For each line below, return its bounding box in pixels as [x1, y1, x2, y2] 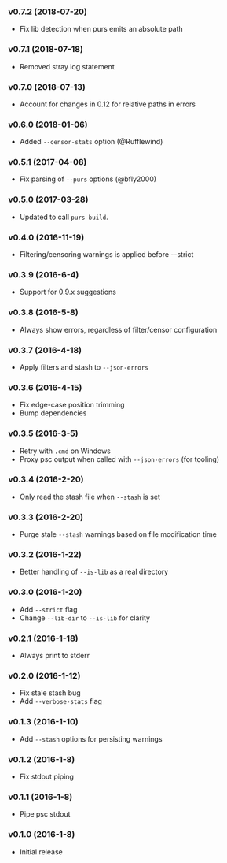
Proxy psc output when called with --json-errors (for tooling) [19, 454, 220, 463]
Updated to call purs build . [19, 212, 108, 221]
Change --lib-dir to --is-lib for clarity [19, 613, 151, 623]
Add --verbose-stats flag [19, 697, 102, 706]
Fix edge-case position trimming [19, 400, 125, 410]
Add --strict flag [19, 604, 78, 614]
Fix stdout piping [19, 772, 75, 781]
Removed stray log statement [19, 61, 115, 71]
